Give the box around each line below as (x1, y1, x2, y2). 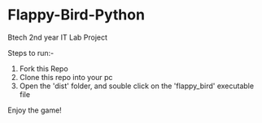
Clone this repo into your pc (19, 72, 113, 82)
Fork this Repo (19, 63, 68, 74)
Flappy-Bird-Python (7, 6, 146, 24)
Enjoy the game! (7, 105, 62, 115)
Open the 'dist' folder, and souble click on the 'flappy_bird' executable (19, 81, 254, 91)
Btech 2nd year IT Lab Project (7, 32, 107, 42)
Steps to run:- (7, 48, 55, 57)
